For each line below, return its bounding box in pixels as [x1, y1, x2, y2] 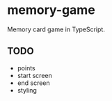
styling [17, 86, 37, 94]
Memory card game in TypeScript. [7, 25, 106, 33]
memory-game [7, 2, 95, 18]
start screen [17, 71, 52, 79]
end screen [17, 79, 50, 87]
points [17, 63, 36, 72]
